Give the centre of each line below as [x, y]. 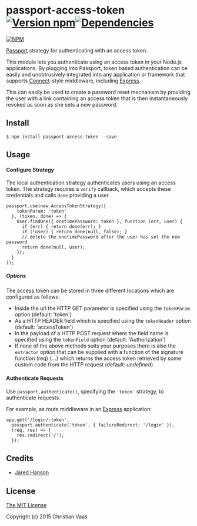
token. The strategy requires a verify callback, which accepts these [89, 189]
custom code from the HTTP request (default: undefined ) [84, 365]
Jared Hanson [31, 472]
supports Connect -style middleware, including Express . [74, 81]
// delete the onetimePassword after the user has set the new [101, 237]
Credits [20, 458]
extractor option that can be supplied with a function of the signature [99, 352]
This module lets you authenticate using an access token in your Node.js [94, 62]
